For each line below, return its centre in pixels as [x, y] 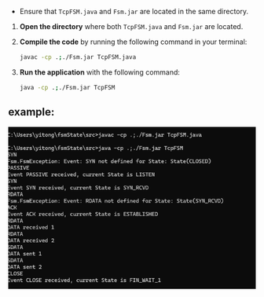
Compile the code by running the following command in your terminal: [133, 42]
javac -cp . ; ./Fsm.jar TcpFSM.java [78, 57]
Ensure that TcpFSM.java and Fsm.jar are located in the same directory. [134, 11]
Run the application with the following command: [100, 72]
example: [31, 112]
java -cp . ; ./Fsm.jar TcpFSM [67, 87]
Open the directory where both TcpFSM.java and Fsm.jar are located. [131, 26]
